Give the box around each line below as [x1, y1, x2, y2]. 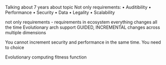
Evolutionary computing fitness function [5, 54, 87, 60]
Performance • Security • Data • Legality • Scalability [5, 9, 115, 15]
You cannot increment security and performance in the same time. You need [5, 39, 161, 45]
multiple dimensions [5, 30, 46, 35]
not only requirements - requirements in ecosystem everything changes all [5, 19, 158, 25]
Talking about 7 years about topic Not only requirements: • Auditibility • [5, 4, 151, 10]
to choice [5, 45, 24, 50]
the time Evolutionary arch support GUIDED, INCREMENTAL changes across [5, 24, 160, 30]
